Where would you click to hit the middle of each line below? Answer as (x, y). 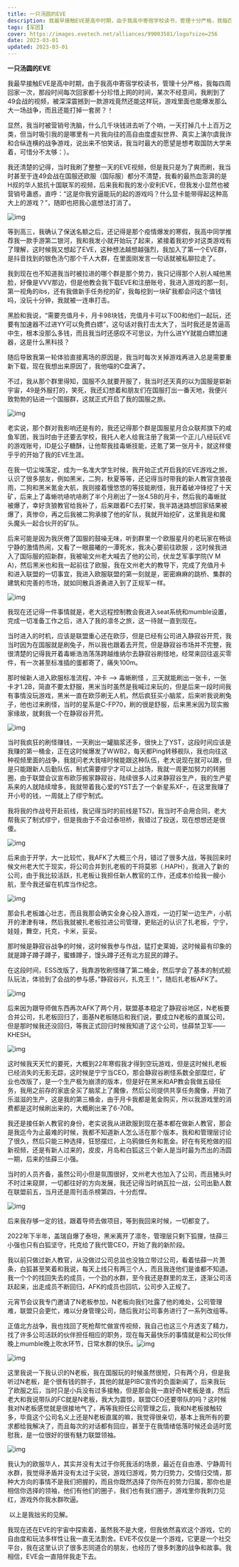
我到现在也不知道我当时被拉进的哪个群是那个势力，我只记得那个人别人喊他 (116, 274)
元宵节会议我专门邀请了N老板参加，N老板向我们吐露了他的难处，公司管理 (115, 1302)
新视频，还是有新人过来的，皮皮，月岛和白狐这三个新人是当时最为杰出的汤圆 (119, 1150)
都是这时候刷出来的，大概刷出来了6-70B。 (75, 1108)
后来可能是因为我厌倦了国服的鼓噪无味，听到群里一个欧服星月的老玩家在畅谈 (119, 538)
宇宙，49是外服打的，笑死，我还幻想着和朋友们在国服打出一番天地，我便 (114, 390)
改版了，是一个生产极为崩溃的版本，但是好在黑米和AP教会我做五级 (117, 1081)
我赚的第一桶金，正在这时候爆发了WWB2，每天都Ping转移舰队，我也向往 (115, 751)
